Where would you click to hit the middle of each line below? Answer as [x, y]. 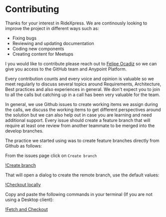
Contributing [32, 9]
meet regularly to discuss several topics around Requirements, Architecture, [83, 84]
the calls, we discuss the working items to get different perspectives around [83, 109]
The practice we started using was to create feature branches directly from [82, 140]
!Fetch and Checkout [27, 209]
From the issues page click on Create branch [51, 155]
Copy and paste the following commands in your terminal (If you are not [79, 194]
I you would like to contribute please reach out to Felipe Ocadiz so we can [81, 63]
